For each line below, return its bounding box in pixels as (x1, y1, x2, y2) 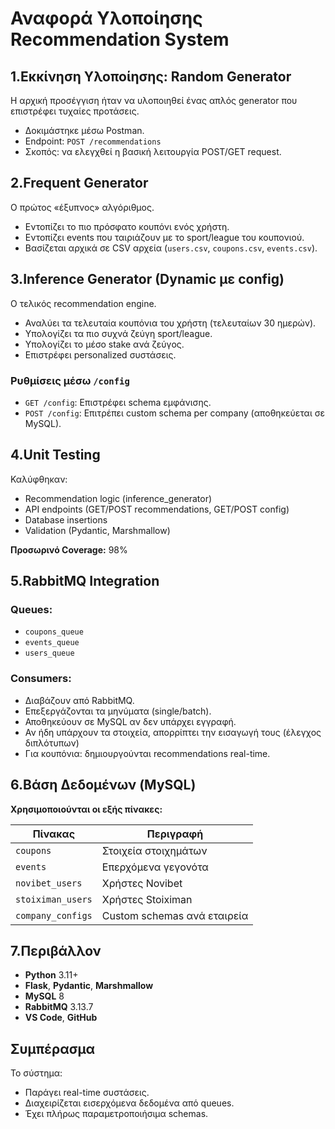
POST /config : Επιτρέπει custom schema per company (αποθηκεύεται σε (24, 407, 325, 419)
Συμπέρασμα (10, 1040, 96, 1057)
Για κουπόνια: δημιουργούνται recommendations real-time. (24, 747, 271, 759)
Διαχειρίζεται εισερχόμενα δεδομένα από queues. (24, 1097, 235, 1109)
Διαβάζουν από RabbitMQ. (24, 694, 135, 706)
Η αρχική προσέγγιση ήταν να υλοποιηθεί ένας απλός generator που (10, 95, 298, 106)
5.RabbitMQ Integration (10, 573, 160, 590)
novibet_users (15, 877, 83, 889)
